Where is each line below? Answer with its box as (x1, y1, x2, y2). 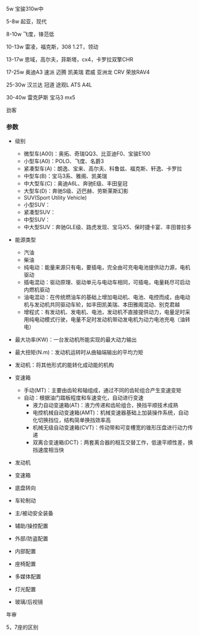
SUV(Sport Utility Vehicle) (23, 194, 87, 201)
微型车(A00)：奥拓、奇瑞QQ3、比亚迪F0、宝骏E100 (23, 150, 151, 157)
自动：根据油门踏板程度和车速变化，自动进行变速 (23, 394, 144, 401)
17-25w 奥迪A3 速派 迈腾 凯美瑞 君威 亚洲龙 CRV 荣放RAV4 (6, 69, 150, 76)
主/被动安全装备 (14, 510, 53, 517)
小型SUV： (23, 201, 50, 209)
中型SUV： (23, 216, 50, 224)
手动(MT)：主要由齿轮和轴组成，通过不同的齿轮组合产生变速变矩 (23, 387, 182, 394)
